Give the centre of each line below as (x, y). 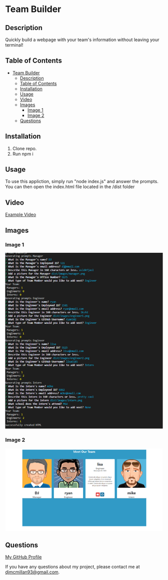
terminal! (14, 45)
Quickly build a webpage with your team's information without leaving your (82, 40)
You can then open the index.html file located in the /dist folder (70, 187)
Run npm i (23, 154)
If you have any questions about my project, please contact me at (72, 567)
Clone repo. (24, 148)
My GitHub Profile (23, 557)
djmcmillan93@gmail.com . (32, 572)
